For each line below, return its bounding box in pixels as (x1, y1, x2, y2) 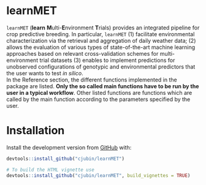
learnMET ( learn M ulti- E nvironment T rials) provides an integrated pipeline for (6, 24, 200, 31)
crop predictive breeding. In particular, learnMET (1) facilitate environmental (6, 30, 195, 37)
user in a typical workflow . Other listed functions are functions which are (6, 89, 193, 96)
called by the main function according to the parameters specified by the (6, 96, 191, 103)
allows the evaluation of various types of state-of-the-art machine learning (6, 43, 196, 51)
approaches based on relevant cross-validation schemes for (6, 50, 159, 57)
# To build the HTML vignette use (6, 167, 95, 173)
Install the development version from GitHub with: (6, 143, 132, 151)
